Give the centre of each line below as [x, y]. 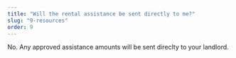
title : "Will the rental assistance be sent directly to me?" [101, 14]
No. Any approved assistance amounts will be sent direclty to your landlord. [118, 47]
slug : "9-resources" [38, 21]
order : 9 [20, 27]
